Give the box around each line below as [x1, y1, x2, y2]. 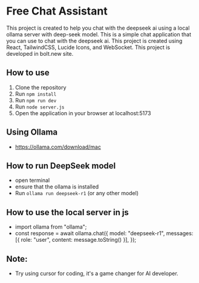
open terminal [15, 177, 50, 184]
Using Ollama [6, 127, 58, 138]
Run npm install [15, 90, 57, 98]
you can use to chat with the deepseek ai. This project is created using [6, 37, 183, 44]
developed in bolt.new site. [6, 50, 74, 57]
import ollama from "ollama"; [15, 223, 87, 231]
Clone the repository [15, 84, 67, 91]
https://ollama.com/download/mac [15, 143, 102, 150]
